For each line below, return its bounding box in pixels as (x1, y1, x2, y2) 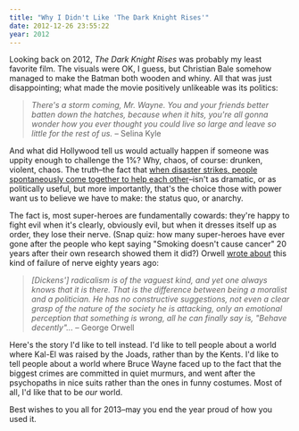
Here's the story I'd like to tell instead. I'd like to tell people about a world (9, 340, 277, 351)
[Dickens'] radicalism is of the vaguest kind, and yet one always (30, 275, 268, 286)
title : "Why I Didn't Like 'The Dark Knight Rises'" (9, 12, 210, 22)
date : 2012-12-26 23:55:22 (9, 21, 110, 30)
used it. (9, 414, 37, 425)
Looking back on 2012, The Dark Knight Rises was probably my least (9, 54, 262, 65)
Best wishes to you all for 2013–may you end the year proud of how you (9, 404, 273, 415)
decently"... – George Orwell (30, 322, 135, 333)
